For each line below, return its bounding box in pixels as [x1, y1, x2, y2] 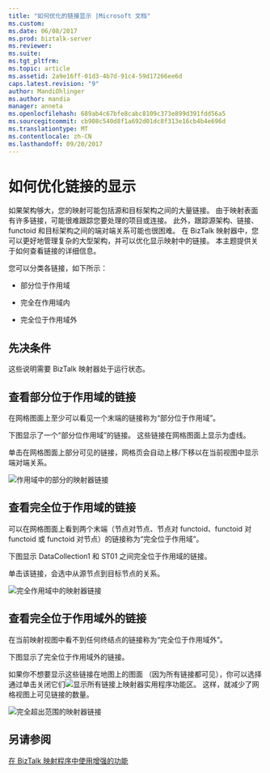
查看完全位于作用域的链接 [8, 501, 136, 515]
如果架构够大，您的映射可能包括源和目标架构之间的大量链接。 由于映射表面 [8, 206, 259, 216]
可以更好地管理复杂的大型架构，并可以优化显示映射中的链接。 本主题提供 [8, 236, 251, 246]
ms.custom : [8, 19, 45, 28]
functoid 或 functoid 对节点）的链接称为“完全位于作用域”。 [8, 534, 204, 544]
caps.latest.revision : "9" [8, 79, 99, 88]
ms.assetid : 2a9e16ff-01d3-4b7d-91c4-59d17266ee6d [8, 72, 183, 80]
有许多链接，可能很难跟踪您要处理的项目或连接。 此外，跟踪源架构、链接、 [8, 216, 259, 225]
